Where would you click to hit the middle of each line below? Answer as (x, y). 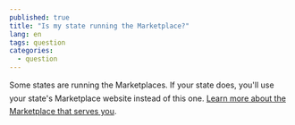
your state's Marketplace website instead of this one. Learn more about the (147, 98)
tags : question (38, 42)
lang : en (25, 34)
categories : (31, 51)
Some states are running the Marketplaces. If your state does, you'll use (142, 85)
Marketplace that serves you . (63, 111)
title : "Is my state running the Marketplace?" (100, 26)
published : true (39, 17)
